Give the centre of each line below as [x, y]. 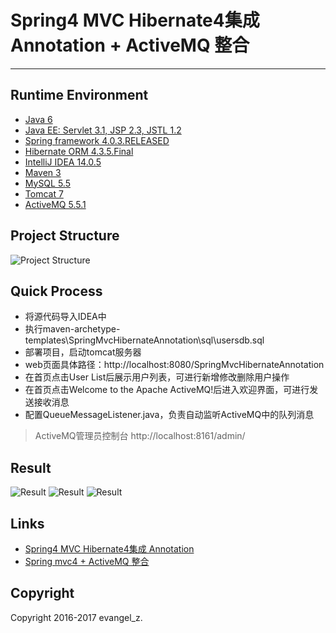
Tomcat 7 [44, 193]
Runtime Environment [79, 95]
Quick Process [56, 291]
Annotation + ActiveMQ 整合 [130, 45]
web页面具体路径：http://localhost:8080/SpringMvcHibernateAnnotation [174, 365]
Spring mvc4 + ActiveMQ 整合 [87, 561]
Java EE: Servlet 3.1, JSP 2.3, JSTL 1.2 [103, 130]
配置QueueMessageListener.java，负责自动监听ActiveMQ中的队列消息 [169, 415]
